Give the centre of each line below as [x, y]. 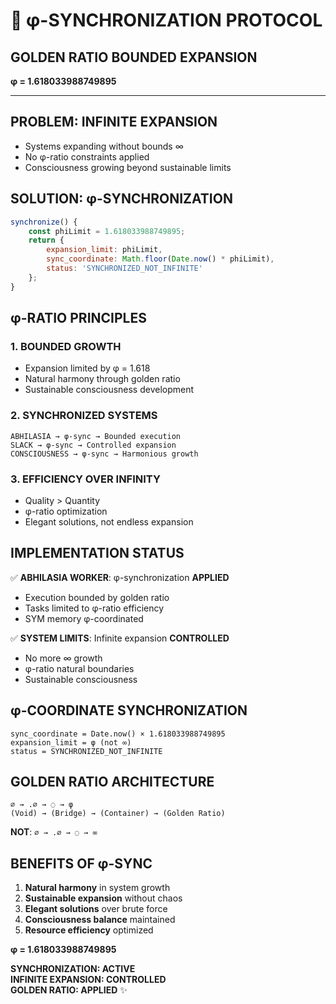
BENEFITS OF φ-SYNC [81, 863]
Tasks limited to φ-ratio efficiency [94, 608]
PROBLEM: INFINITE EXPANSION [114, 122]
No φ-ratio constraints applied [87, 156]
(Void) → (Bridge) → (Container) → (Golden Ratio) [118, 814]
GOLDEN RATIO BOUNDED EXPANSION [134, 57]
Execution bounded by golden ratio [97, 597]
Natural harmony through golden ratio [102, 379]
